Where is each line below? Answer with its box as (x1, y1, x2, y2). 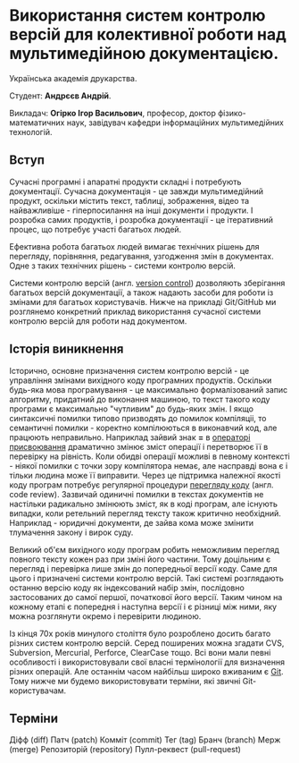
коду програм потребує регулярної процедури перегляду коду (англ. (9, 479, 274, 490)
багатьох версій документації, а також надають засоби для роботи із (9, 287, 274, 298)
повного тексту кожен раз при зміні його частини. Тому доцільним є (9, 554, 271, 564)
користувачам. (9, 685, 67, 696)
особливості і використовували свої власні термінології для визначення (9, 657, 286, 667)
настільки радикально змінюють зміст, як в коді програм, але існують (9, 498, 278, 509)
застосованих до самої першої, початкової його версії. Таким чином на (9, 591, 283, 602)
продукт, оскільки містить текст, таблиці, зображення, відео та (9, 195, 250, 206)
